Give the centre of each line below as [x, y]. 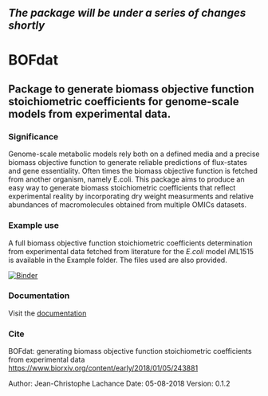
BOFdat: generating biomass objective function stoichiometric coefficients [130, 351]
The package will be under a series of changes [127, 13]
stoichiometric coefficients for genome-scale [124, 102]
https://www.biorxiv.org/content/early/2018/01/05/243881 [103, 368]
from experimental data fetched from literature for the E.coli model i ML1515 [131, 251]
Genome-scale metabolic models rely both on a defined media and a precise [134, 154]
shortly [27, 26]
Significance [33, 136]
